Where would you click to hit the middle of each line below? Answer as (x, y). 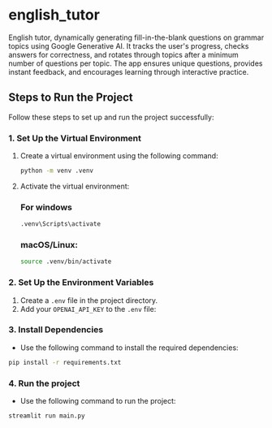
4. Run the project (44, 383)
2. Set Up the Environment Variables (81, 283)
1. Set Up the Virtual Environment (75, 138)
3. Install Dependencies (56, 330)
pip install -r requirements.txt (65, 362)
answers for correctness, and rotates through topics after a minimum (124, 54)
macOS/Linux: (49, 245)
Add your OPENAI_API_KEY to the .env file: (88, 309)
